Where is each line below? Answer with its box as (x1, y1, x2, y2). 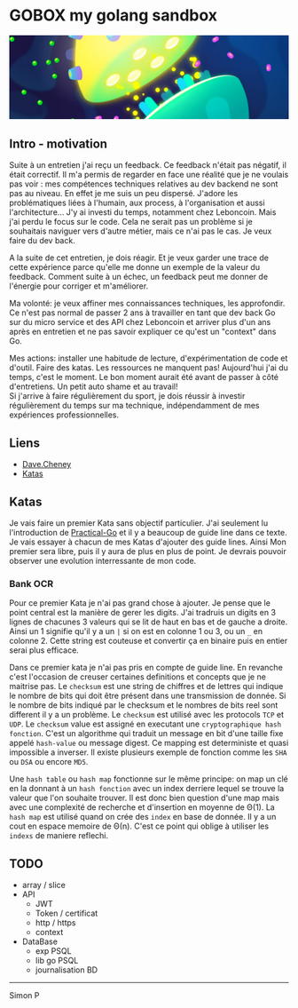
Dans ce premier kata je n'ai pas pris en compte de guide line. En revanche (9, 663, 284, 673)
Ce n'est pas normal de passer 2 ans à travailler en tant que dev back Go (9, 307, 276, 318)
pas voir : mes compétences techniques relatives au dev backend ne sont (9, 179, 278, 189)
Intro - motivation (9, 136, 108, 151)
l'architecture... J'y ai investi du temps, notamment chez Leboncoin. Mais (9, 207, 277, 218)
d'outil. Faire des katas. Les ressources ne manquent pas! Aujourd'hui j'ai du (9, 362, 288, 373)
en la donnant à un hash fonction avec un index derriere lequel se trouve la (9, 783, 285, 794)
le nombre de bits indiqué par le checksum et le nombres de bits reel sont (9, 700, 278, 710)
